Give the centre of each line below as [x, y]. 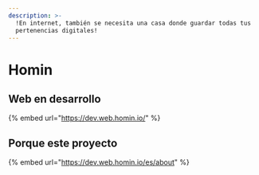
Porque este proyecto [63, 143]
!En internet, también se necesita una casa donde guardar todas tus [133, 23]
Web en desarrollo [55, 99]
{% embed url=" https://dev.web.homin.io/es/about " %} [99, 162]
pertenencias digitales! [57, 30]
